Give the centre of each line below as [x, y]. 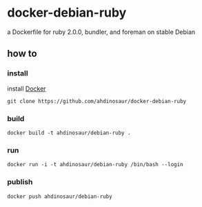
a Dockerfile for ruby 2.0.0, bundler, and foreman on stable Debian [101, 32]
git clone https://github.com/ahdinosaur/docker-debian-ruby [97, 101]
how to [22, 54]
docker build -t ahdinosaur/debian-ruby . [69, 133]
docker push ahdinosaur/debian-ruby [60, 196]
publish [20, 182]
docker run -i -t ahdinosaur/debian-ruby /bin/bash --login [95, 165]
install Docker [27, 89]
